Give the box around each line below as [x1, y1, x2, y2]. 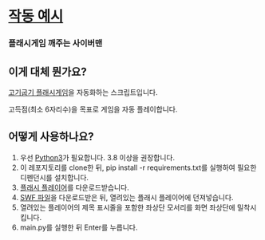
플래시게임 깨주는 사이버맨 [8, 37, 103, 49]
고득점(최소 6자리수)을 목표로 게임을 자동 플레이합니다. [8, 104, 178, 114]
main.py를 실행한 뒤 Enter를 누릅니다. [19, 222, 138, 232]
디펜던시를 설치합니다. [19, 172, 89, 182]
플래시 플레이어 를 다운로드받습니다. [19, 183, 129, 192]
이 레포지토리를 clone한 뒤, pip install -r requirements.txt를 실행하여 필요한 [19, 163, 257, 172]
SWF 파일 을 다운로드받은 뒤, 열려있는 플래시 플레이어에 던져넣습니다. [19, 192, 234, 202]
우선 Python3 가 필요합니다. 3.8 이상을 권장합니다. [19, 152, 176, 162]
